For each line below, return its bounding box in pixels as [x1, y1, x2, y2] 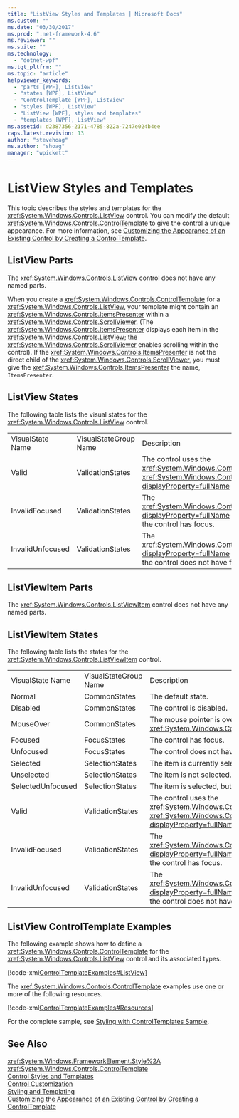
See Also [7, 1038, 48, 1050]
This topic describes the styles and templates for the [7, 204, 162, 212]
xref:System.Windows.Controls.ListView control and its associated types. [7, 955, 222, 963]
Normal [11, 691, 36, 701]
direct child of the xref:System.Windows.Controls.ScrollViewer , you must [7, 355, 221, 364]
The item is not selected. [149, 770, 232, 780]
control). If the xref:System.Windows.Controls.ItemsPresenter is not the [7, 348, 217, 356]
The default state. [149, 691, 208, 701]
